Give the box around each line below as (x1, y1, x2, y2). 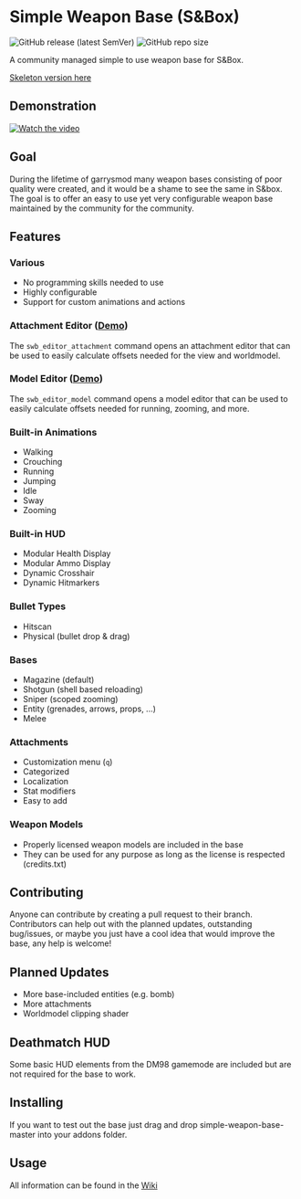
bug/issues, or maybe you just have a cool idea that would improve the (9, 929, 275, 940)
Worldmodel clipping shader (22, 1008, 130, 1019)
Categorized (22, 766, 70, 777)
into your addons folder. (37, 1129, 128, 1140)
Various (9, 256, 46, 268)
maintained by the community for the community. (9, 203, 194, 214)
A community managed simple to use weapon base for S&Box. (9, 54, 244, 65)
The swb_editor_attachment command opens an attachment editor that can (9, 340, 291, 351)
